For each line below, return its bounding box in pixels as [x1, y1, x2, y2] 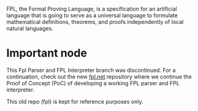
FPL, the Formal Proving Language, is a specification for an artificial [6, 6, 177, 12]
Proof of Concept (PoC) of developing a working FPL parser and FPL [6, 79, 180, 86]
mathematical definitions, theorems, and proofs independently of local [6, 18, 184, 25]
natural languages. [6, 25, 53, 32]
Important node [6, 46, 88, 60]
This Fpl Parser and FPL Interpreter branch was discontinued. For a [6, 66, 176, 74]
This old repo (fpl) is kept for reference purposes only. [6, 98, 143, 105]
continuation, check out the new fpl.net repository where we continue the [6, 73, 192, 80]
